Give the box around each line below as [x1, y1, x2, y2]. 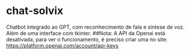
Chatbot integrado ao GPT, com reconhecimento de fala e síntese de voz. [6, 23, 185, 30]
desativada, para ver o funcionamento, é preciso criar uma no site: [6, 36, 168, 43]
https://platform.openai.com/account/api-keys [6, 42, 119, 49]
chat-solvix [6, 4, 64, 18]
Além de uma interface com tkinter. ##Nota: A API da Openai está [6, 29, 165, 36]
